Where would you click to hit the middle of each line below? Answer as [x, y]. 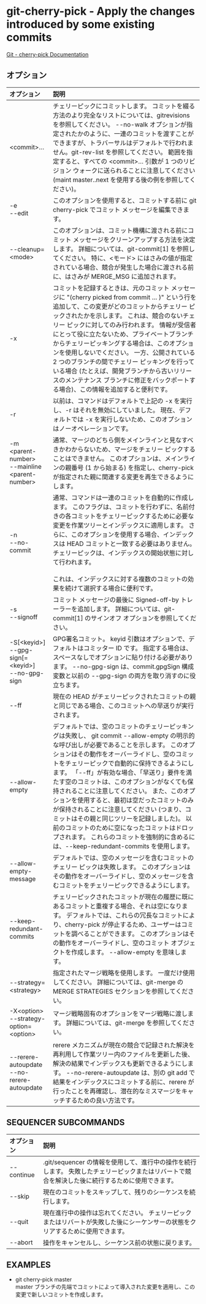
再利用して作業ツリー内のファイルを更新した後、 [124, 1054]
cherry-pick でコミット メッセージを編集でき [118, 209]
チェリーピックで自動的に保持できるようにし [130, 763]
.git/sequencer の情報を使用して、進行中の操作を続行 [120, 1162]
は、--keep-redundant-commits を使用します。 [123, 846]
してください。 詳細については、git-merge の [118, 982]
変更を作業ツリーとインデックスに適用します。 [120, 525]
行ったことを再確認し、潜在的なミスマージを [117, 1091]
